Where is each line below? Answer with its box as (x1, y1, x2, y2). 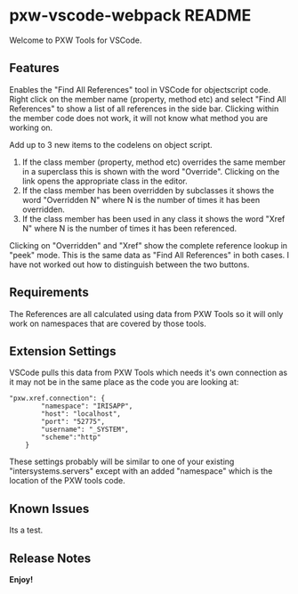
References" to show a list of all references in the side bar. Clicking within (9, 103, 279, 114)
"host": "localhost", (41, 410, 122, 419)
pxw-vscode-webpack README (9, 5, 252, 26)
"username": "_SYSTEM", (41, 425, 129, 435)
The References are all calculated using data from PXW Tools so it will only (9, 308, 284, 319)
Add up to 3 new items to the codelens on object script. (9, 139, 213, 150)
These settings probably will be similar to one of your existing (9, 456, 235, 468)
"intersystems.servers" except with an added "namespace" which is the (9, 466, 273, 476)
